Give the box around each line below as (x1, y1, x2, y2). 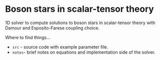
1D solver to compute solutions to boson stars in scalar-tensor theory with (5, 20, 156, 26)
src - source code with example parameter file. (12, 44, 109, 50)
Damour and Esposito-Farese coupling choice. (5, 25, 100, 30)
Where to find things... (5, 34, 51, 40)
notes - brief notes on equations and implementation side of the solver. (12, 49, 156, 55)
